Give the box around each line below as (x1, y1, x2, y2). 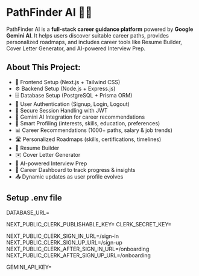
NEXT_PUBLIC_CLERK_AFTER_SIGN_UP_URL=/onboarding (6, 251, 151, 259)
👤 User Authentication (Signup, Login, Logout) (14, 100, 130, 108)
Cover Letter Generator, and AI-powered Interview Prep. (6, 45, 146, 52)
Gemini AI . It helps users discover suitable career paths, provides (6, 31, 169, 39)
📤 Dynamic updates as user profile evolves (14, 172, 124, 180)
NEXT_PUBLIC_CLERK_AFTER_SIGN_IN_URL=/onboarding (6, 245, 150, 252)
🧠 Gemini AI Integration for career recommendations (14, 113, 145, 120)
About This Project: (6, 62, 81, 73)
